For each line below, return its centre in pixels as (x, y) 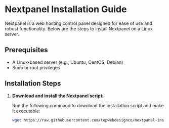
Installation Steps (33, 84)
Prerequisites (26, 50)
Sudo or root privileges (36, 67)
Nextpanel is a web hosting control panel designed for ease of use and (78, 23)
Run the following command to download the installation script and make (88, 105)
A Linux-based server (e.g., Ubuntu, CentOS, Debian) (68, 62)
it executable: (26, 111)
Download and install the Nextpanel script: (58, 96)
